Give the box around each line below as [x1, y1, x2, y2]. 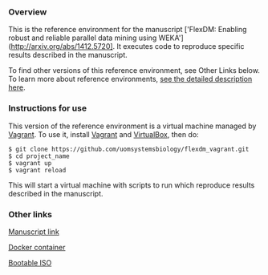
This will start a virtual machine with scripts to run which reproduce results [8, 180, 255, 190]
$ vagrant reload [8, 166, 67, 174]
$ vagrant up [8, 159, 52, 167]
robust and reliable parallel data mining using [8, 33, 157, 42]
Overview [8, 6, 47, 18]
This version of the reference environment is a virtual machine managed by [8, 121, 257, 131]
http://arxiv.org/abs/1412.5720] [10, 42, 114, 51]
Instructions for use [8, 103, 87, 114]
